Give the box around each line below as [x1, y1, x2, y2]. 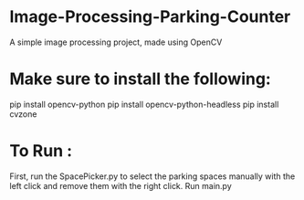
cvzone [9, 108, 37, 120]
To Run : [9, 141, 73, 162]
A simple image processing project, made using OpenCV [9, 37, 223, 47]
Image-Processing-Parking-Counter [9, 6, 291, 27]
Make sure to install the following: [9, 68, 271, 89]
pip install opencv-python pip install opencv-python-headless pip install [9, 99, 279, 110]
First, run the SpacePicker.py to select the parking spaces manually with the [9, 171, 296, 182]
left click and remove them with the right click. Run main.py [9, 180, 233, 191]
